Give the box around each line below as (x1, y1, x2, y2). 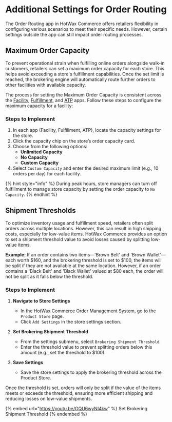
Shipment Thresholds (5, 206, 76, 215)
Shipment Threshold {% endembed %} (5, 411, 87, 417)
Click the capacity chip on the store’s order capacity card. (12, 138, 136, 144)
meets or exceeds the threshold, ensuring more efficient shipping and (5, 390, 153, 396)
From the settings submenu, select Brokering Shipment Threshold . (20, 338, 161, 345)
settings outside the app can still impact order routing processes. (5, 31, 143, 37)
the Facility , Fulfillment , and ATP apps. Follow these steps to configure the (5, 97, 162, 103)
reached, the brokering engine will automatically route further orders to (5, 76, 156, 83)
